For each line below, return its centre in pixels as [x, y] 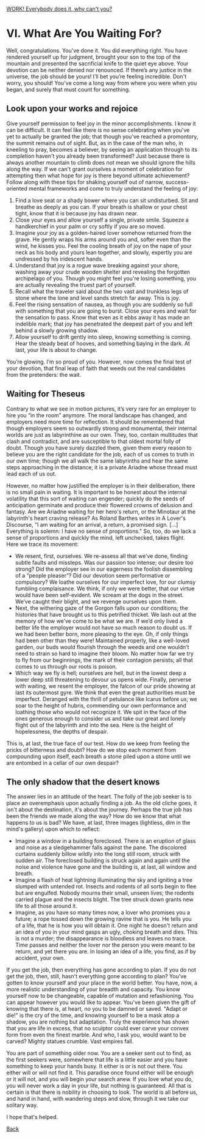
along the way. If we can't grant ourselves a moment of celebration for [95, 169]
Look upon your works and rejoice [72, 109]
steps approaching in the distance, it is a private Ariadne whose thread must [102, 467]
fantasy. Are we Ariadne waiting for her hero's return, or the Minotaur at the [101, 511]
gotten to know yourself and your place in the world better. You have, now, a [102, 983]
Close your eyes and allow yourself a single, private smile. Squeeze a [102, 220]
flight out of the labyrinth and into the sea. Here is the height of [94, 725]
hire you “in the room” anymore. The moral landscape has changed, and [97, 415]
